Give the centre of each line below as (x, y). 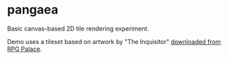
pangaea (33, 10)
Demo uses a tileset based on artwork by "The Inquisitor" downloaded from (114, 41)
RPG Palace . (25, 49)
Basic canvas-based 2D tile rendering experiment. (78, 28)
